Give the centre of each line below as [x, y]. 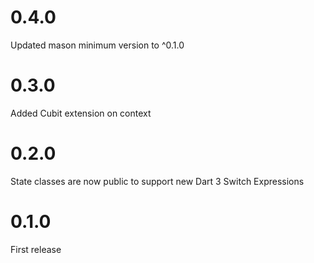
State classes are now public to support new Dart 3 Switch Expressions [157, 181]
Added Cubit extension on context [81, 113]
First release [36, 249]
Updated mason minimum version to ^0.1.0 [97, 45]
